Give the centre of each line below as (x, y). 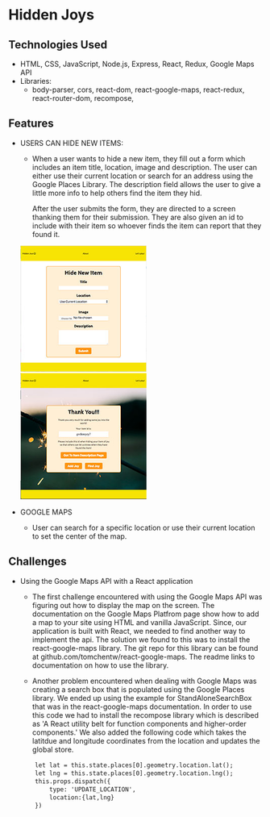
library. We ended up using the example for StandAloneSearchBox (142, 698)
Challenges (37, 562)
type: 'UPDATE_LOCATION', (93, 789)
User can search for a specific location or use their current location (143, 527)
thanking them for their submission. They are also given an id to (138, 217)
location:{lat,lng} (82, 797)
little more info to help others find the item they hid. (117, 193)
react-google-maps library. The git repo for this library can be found (145, 648)
